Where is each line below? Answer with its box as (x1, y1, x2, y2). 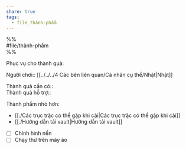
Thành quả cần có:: (6, 83, 53, 90)
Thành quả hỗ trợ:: (6, 89, 51, 96)
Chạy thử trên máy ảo (14, 137, 68, 144)
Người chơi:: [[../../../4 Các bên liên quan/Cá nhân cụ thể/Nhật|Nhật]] (6, 72, 173, 79)
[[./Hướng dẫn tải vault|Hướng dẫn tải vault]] (14, 118, 123, 125)
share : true (6, 8, 35, 15)
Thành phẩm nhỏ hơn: (6, 101, 60, 108)
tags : (6, 14, 19, 20)
